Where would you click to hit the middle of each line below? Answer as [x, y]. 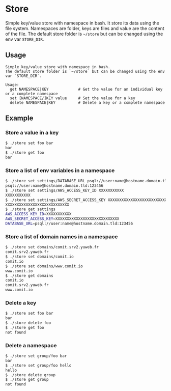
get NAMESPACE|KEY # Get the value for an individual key [86, 89]
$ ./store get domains [29, 275]
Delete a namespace [31, 345]
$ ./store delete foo [28, 323]
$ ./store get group [27, 380]
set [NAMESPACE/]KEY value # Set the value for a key [73, 98]
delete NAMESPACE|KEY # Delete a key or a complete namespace [88, 102]
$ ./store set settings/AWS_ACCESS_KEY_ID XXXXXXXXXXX [65, 190]
